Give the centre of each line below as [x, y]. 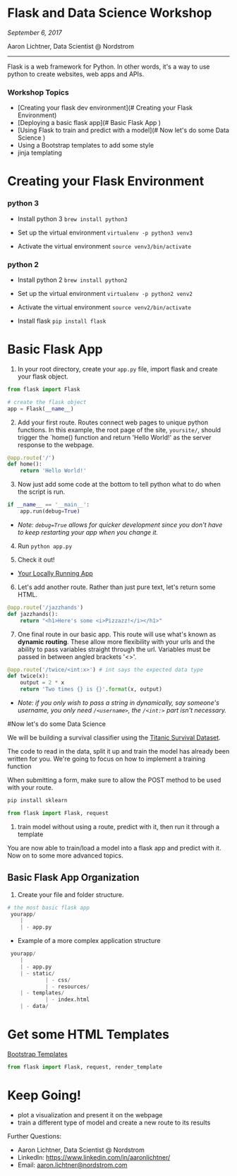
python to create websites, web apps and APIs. [76, 74]
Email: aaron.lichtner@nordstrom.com [73, 1165]
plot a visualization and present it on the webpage [90, 1115]
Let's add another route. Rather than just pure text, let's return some [116, 587]
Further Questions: [35, 1136]
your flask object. [43, 376]
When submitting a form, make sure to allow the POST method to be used [114, 780]
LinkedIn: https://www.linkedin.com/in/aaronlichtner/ [94, 1157]
